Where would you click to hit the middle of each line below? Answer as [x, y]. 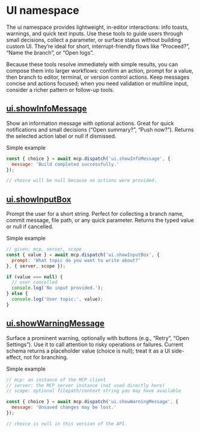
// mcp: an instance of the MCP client [56, 380]
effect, [14, 357]
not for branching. [46, 357]
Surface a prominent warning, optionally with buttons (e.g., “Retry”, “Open [98, 338]
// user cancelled [35, 282]
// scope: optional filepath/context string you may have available [94, 391]
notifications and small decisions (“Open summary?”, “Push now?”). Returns [100, 129]
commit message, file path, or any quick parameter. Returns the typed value [100, 221]
